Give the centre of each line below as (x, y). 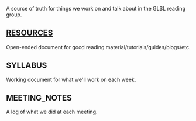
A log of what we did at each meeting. (52, 112)
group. (14, 15)
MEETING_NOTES (39, 98)
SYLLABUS (27, 66)
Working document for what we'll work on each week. (71, 79)
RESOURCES (30, 33)
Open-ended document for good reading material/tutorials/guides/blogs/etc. (98, 47)
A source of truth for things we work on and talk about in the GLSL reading (96, 8)
